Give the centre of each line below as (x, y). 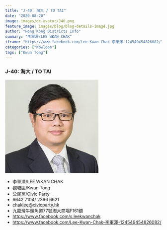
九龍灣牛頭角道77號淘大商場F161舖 (48, 211)
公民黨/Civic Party (31, 194)
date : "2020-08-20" (25, 16)
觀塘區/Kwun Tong (31, 188)
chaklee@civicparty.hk (36, 205)
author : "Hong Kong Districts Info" (43, 32)
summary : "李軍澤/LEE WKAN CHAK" (39, 37)
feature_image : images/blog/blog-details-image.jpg (60, 26)
